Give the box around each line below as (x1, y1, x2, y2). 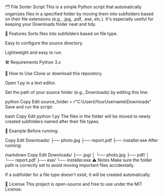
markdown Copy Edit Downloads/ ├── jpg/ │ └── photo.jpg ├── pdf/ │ (5, 152, 149, 158)
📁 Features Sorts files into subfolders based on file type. (5, 31, 118, 36)
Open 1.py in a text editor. (5, 80, 56, 86)
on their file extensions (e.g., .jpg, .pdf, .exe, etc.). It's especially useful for (5, 16, 154, 22)
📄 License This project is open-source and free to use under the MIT (5, 181, 143, 187)
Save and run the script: (5, 104, 54, 109)
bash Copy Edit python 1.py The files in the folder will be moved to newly (5, 113, 151, 119)
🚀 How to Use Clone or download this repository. (5, 71, 103, 76)
